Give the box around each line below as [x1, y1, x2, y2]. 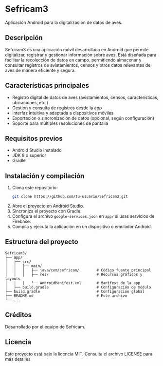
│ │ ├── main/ [5, 263, 42, 269]
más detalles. [5, 356, 32, 362]
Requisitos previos [5, 134, 63, 142]
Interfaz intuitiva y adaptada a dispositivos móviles [12, 110, 114, 116]
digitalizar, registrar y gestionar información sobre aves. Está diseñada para [5, 52, 157, 58]
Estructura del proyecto [5, 238, 79, 246]
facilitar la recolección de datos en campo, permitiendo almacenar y [5, 57, 142, 63]
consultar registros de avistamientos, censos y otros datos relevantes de [5, 62, 151, 68]
